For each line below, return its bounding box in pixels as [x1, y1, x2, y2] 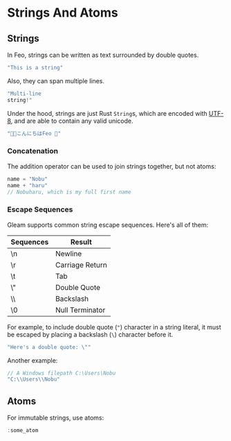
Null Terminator [55, 305, 106, 315]
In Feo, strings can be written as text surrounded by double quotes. [7, 51, 199, 59]
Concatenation [7, 146, 59, 156]
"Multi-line [7, 90, 41, 97]
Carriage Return [55, 260, 107, 270]
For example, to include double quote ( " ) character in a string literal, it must [7, 322, 221, 331]
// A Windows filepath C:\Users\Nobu [7, 370, 116, 377]
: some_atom [7, 427, 39, 434]
